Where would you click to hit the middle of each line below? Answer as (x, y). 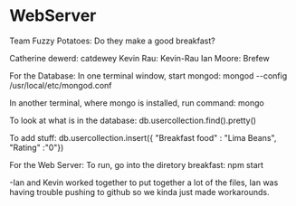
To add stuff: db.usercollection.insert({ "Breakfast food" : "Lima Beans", (143, 137)
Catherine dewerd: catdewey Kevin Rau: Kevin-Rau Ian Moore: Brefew (139, 58)
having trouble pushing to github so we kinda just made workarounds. (139, 192)
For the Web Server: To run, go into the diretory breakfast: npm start (137, 164)
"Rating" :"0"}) (37, 147)
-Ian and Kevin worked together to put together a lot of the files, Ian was (144, 183)
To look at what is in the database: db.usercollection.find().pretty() (133, 120)
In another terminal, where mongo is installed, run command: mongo (137, 103)
